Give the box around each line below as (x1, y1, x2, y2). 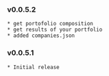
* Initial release (7, 64, 60, 71)
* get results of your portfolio (7, 26, 103, 34)
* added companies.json (7, 32, 75, 39)
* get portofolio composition (7, 21, 94, 27)
